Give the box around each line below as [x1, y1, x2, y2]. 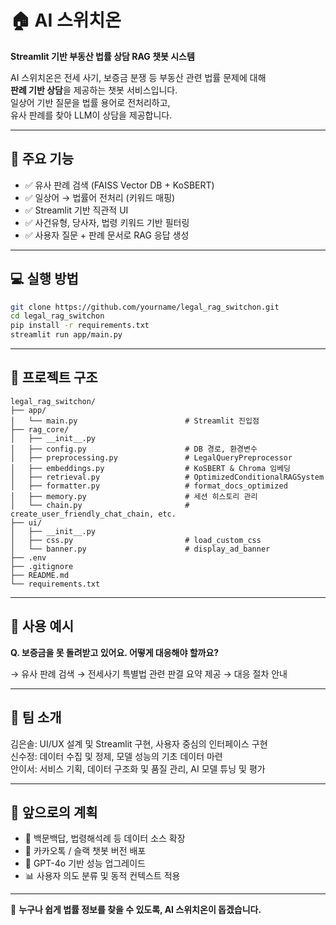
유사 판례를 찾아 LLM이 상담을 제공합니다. [10, 109, 173, 121]
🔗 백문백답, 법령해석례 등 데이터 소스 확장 [24, 832, 186, 845]
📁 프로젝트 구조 [10, 369, 98, 386]
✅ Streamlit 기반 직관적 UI [24, 204, 129, 216]
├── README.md [10, 570, 70, 580]
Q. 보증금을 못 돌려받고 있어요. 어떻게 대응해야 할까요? [10, 646, 220, 658]
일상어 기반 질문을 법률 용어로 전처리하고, [10, 96, 171, 108]
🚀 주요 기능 [10, 151, 75, 168]
